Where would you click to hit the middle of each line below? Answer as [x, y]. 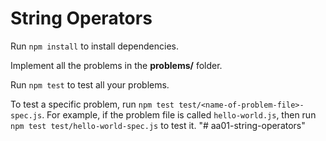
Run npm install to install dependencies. [94, 46]
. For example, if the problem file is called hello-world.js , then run [179, 114]
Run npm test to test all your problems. [90, 84]
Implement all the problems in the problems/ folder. [116, 65]
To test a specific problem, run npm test [92, 104]
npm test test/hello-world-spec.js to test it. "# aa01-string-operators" [158, 125]
